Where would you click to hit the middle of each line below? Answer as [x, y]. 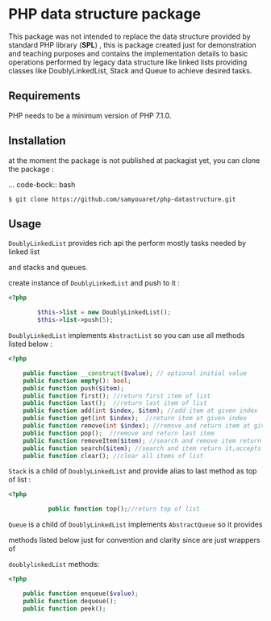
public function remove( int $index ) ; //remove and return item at [137, 426]
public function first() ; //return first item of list [117, 396]
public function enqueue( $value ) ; [81, 594]
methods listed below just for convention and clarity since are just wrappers [134, 540]
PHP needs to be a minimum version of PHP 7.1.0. [90, 115]
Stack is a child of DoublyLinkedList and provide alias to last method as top [133, 471]
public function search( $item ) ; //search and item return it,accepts [142, 448]
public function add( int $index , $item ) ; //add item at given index [140, 411]
